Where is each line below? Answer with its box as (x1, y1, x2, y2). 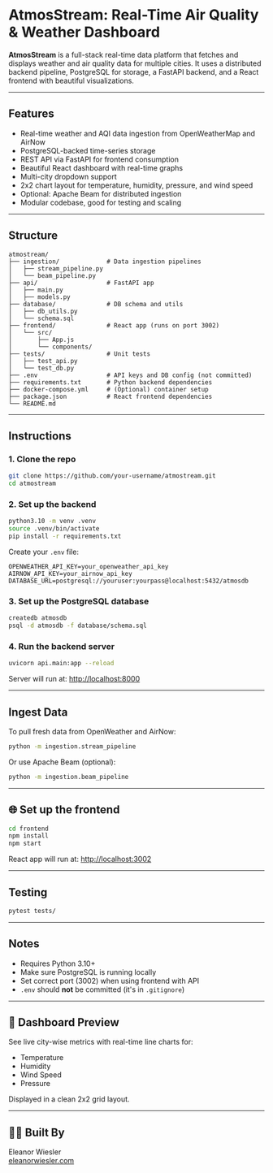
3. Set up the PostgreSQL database (8, 595, 149, 607)
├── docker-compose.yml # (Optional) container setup (8, 385, 209, 393)
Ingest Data (8, 705, 68, 719)
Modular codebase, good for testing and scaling (19, 197, 182, 207)
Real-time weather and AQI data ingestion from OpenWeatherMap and (19, 128, 256, 138)
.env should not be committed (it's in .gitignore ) (19, 985, 185, 994)
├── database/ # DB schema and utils (8, 300, 184, 308)
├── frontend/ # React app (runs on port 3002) (8, 321, 220, 330)
